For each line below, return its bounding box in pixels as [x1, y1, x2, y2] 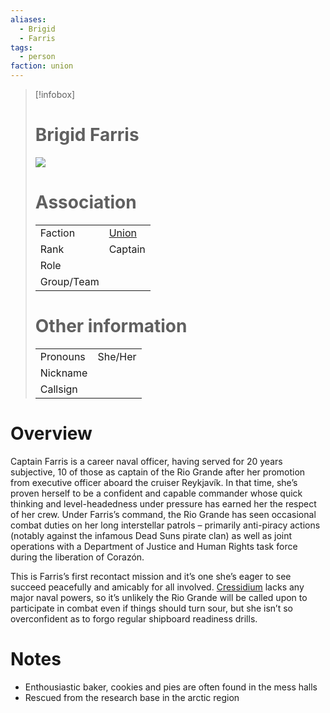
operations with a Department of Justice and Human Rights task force [10, 540, 298, 552]
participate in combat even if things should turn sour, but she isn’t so [10, 602, 293, 614]
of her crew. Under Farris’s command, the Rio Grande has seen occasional [10, 508, 317, 520]
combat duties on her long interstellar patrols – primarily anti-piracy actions [10, 519, 321, 531]
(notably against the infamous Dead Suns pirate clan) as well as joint [10, 529, 293, 541]
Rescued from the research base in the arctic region [24, 691, 240, 703]
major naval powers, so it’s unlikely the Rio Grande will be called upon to [10, 591, 308, 603]
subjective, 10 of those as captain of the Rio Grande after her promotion [10, 466, 306, 478]
